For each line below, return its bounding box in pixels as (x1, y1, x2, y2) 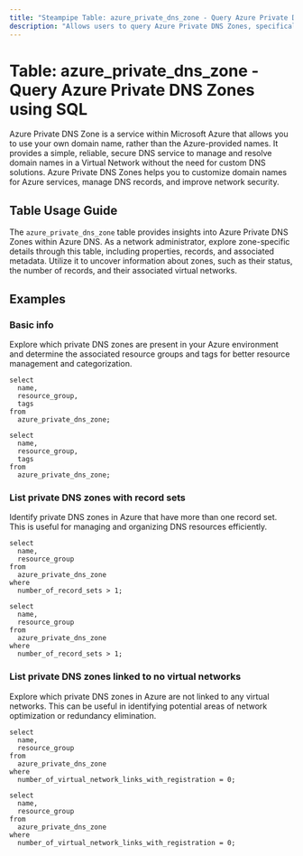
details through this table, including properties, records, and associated (9, 246, 275, 257)
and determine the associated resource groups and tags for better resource (9, 349, 290, 359)
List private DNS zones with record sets (9, 491, 187, 504)
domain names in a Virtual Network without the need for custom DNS (9, 157, 266, 168)
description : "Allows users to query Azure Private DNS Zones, (9, 22, 252, 31)
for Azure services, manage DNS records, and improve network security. (9, 177, 280, 188)
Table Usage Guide (9, 202, 118, 218)
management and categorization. (9, 358, 133, 368)
